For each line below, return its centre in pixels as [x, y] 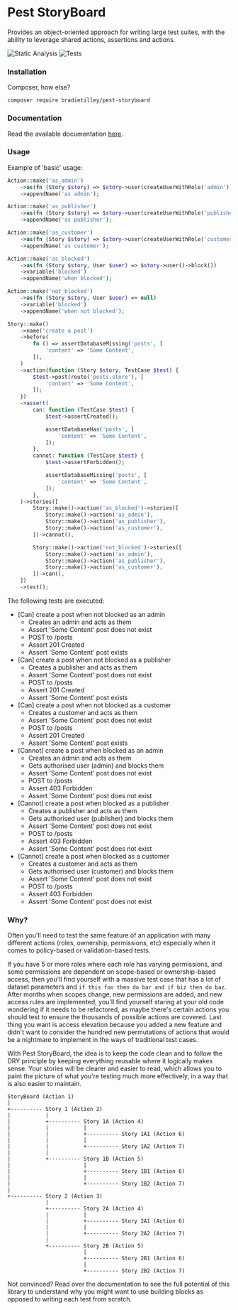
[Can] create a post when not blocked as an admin [91, 614]
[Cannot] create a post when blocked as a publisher [93, 803]
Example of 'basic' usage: [45, 167]
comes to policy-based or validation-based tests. [79, 950]
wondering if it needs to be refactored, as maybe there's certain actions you [118, 1009]
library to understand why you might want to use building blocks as [106, 1292]
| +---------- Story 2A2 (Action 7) [115, 1234]
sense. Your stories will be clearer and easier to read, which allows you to [114, 1069]
